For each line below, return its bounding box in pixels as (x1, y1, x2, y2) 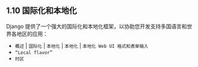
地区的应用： (16, 30, 48, 37)
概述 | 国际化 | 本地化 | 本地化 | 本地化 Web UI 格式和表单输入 (14, 42, 148, 49)
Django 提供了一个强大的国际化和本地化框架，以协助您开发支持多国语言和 (6, 23, 187, 30)
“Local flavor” (14, 50, 53, 56)
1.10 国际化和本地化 (6, 5, 78, 16)
